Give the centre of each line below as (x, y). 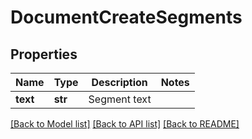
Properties (44, 54)
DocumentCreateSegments (126, 17)
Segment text (120, 99)
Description (119, 82)
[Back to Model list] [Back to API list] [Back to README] (125, 124)
